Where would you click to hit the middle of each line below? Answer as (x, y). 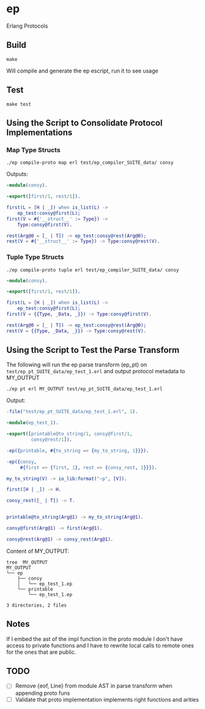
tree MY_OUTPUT (27, 562)
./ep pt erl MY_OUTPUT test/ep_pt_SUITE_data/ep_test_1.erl (85, 389)
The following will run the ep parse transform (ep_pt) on (77, 365)
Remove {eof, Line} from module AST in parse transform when (94, 686)
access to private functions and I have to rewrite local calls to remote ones (100, 645)
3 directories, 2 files (37, 605)
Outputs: (17, 174)
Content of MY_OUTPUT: (38, 551)
